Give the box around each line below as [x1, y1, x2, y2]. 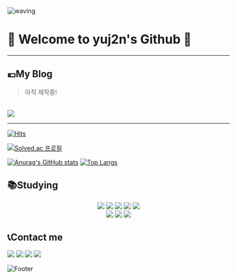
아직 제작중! [24, 88, 58, 96]
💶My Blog [7, 68, 53, 81]
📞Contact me [7, 231, 63, 243]
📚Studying [7, 179, 59, 191]
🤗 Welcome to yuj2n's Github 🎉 [7, 32, 192, 47]
